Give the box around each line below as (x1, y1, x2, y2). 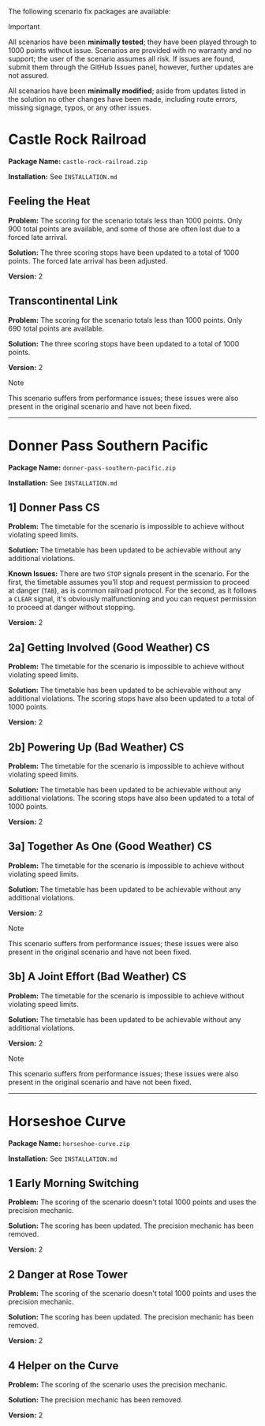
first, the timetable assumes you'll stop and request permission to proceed (8, 578, 250, 587)
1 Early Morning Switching (8, 1176, 140, 1190)
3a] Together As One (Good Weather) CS (8, 840, 212, 853)
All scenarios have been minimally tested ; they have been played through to (8, 37, 257, 47)
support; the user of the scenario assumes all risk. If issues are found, (8, 54, 235, 63)
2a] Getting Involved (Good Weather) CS (8, 641, 211, 654)
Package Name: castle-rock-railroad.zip (8, 156, 148, 166)
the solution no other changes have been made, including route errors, (8, 95, 238, 103)
